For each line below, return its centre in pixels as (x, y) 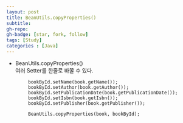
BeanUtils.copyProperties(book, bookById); (84, 114)
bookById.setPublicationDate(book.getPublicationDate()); (103, 93)
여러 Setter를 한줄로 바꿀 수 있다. (54, 70)
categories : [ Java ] (33, 46)
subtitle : (19, 23)
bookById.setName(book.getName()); (73, 82)
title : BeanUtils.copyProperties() (51, 18)
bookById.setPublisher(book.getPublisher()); (87, 103)
